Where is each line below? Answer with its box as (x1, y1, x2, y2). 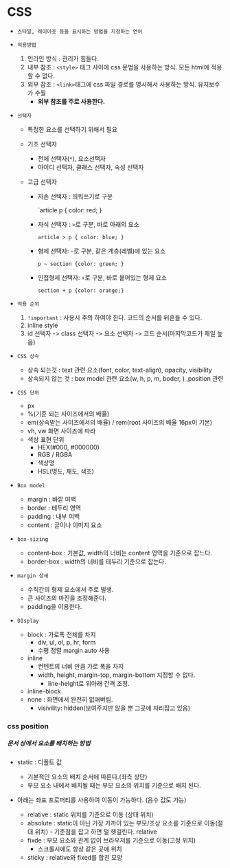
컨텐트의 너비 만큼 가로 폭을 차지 (37, 662, 124, 670)
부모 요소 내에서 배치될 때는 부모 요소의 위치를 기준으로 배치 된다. (27, 781, 201, 789)
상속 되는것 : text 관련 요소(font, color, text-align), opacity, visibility (27, 366, 213, 374)
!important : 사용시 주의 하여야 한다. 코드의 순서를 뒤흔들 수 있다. (27, 313, 203, 322)
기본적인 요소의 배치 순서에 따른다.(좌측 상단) (27, 772, 148, 781)
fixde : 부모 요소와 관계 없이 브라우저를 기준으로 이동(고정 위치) (27, 836, 196, 844)
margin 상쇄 (16, 572, 49, 579)
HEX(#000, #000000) (37, 443, 100, 451)
